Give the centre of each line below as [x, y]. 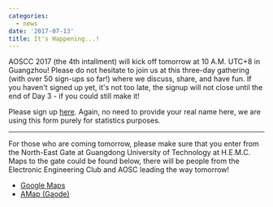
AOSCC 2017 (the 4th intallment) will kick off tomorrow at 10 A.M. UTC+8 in [134, 62]
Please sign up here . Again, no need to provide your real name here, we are [135, 112]
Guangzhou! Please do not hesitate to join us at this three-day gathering [129, 71]
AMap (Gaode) [45, 194]
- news [27, 24]
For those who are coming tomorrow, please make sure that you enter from [134, 144]
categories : [28, 16]
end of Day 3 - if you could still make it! [74, 96]
